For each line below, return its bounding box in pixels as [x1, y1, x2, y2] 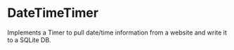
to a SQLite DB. [7, 35, 51, 44]
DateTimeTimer [7, 5, 99, 21]
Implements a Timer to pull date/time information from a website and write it [7, 28, 227, 37]
